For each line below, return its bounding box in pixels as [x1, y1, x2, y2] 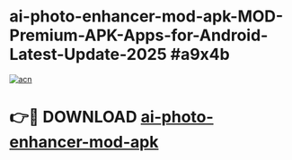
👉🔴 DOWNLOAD [9, 107, 137, 127]
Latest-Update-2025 [9, 45, 168, 64]
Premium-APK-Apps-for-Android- [9, 25, 269, 46]
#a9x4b [170, 45, 231, 64]
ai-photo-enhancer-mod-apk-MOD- [9, 6, 284, 27]
